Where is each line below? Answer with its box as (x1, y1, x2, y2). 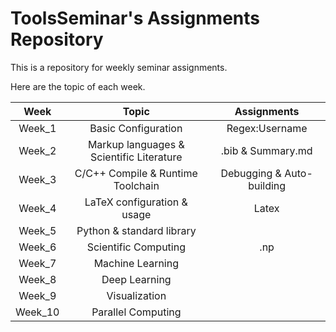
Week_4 (18, 201, 57, 215)
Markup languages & (87, 137, 185, 151)
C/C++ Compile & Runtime (74, 166, 198, 180)
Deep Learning (101, 272, 172, 286)
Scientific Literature (90, 150, 183, 164)
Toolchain (113, 178, 160, 192)
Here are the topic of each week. (10, 80, 146, 92)
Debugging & (220, 166, 282, 180)
